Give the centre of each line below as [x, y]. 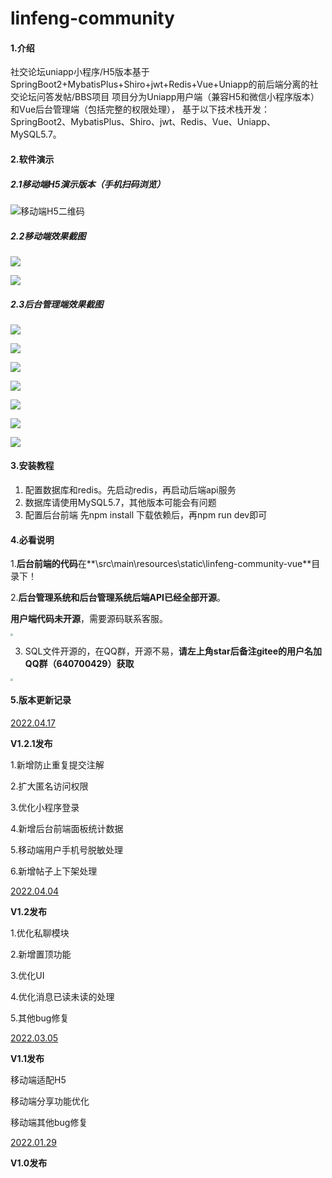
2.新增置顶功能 [41, 954]
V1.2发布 [28, 911]
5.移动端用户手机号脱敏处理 [66, 849]
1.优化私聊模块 [40, 933]
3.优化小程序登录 [45, 807]
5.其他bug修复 [40, 1018]
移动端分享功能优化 [50, 1101]
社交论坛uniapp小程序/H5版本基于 [80, 72]
